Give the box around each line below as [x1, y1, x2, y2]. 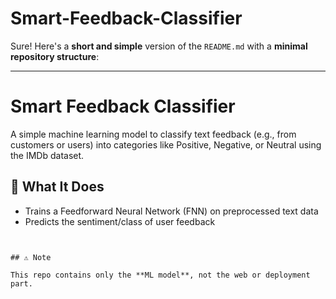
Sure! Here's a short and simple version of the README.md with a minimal [10, 40, 308, 52]
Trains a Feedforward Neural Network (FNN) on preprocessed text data [24, 205, 319, 217]
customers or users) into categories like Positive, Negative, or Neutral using [10, 138, 322, 151]
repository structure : [10, 50, 100, 62]
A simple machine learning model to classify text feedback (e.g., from [10, 128, 297, 140]
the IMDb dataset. [10, 149, 85, 161]
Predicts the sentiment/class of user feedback [24, 215, 216, 227]
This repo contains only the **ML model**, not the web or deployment [10, 270, 311, 280]
